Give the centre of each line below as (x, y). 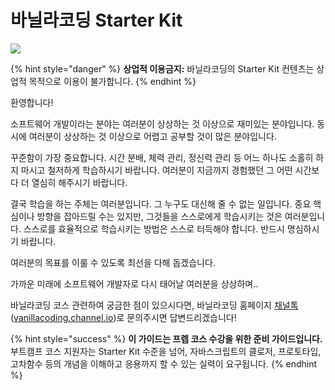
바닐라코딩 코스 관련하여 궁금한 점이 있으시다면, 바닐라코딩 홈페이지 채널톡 (154, 305)
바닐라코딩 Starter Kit (96, 20)
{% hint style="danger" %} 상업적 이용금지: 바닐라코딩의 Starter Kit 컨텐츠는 (162, 68)
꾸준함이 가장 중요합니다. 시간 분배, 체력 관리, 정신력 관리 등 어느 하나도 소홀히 (162, 157)
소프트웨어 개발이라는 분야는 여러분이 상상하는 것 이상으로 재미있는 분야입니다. (162, 123)
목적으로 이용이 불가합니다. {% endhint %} (112, 81)
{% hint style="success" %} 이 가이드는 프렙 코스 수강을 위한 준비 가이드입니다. (166, 338)
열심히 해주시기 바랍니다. (79, 182)
